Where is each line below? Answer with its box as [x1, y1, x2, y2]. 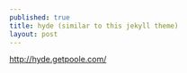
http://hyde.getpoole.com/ [9, 54, 107, 65]
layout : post [9, 29, 58, 38]
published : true [9, 12, 70, 22]
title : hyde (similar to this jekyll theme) [9, 21, 179, 30]
